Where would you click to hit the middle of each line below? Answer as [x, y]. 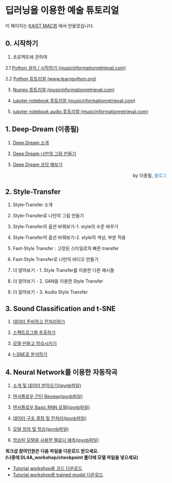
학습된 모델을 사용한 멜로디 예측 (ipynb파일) [56, 440]
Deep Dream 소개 [31, 142]
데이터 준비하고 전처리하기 [39, 322]
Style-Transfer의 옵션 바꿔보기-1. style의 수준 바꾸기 [66, 227]
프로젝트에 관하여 [30, 57]
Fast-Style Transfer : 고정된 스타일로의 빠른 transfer [66, 248]
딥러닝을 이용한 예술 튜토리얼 [62, 11]
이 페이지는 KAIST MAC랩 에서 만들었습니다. [50, 26]
